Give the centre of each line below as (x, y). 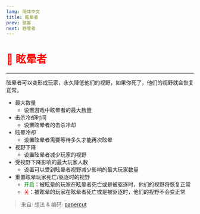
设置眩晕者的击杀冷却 (50, 125)
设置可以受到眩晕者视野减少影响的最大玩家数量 (81, 169)
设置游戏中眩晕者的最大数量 (58, 110)
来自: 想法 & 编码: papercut (54, 204)
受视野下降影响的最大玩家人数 (51, 162)
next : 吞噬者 (21, 28)
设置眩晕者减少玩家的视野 (55, 155)
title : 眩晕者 (22, 17)
